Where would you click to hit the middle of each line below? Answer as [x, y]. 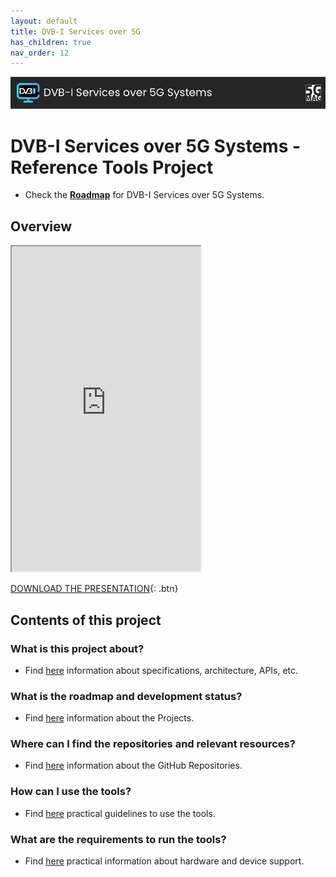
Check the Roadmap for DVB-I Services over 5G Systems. [144, 195]
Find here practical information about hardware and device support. [164, 861]
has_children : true [51, 42]
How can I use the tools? [71, 792]
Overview [41, 226]
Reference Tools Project [112, 167]
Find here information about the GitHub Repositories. [133, 766]
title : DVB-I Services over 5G [75, 31]
